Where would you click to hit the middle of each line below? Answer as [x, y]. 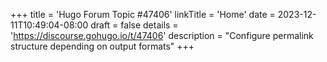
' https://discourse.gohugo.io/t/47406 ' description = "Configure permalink [162, 35]
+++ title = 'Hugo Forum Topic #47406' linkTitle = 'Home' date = [143, 14]
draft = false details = [134, 25]
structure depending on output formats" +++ [102, 46]
